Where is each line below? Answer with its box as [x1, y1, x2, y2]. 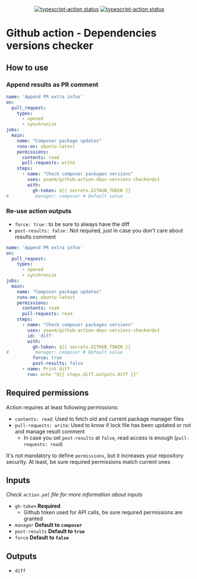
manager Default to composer [14, 521, 83, 529]
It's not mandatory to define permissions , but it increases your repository [6, 451, 184, 459]
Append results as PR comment [6, 80, 99, 88]
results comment [14, 233, 56, 240]
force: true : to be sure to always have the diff [14, 220, 130, 228]
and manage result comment [14, 428, 85, 435]
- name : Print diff [21, 366, 70, 372]
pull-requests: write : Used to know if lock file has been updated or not [14, 421, 191, 428]
